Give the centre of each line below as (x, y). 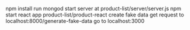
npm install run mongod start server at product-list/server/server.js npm (94, 9)
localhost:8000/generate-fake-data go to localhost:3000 (75, 21)
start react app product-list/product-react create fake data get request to (95, 15)
